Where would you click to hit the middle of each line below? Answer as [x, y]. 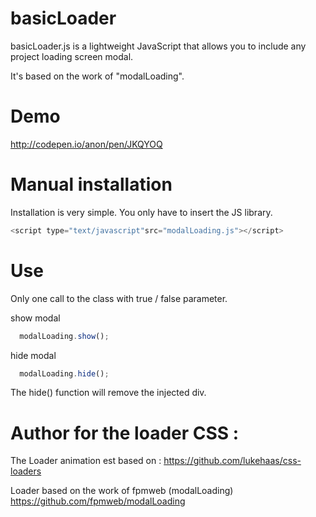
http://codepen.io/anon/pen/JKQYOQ [86, 144]
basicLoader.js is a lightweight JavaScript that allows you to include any [158, 46]
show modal [35, 318]
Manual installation [91, 184]
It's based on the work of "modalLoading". [97, 76]
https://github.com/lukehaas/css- [232, 461]
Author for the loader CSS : [125, 433]
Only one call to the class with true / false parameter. [119, 298]
